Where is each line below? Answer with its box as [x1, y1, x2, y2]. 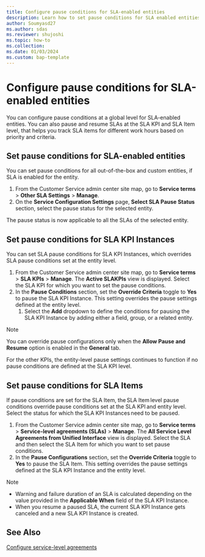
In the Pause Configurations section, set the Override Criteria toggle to [15, 454, 196, 461]
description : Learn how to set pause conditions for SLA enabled [6, 15, 176, 21]
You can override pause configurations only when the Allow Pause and [6, 338, 186, 345]
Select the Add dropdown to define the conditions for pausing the [24, 307, 190, 315]
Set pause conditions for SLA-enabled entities [6, 151, 185, 161]
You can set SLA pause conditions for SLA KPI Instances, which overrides [6, 251, 192, 258]
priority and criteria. [6, 133, 56, 140]
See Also [6, 527, 41, 537]
